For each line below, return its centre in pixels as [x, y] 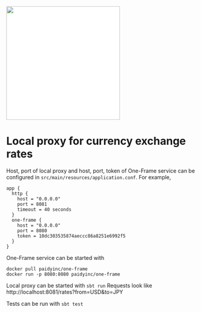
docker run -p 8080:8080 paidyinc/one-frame [63, 274]
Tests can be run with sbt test [45, 304]
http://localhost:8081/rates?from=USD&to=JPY [65, 292]
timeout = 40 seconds [44, 209]
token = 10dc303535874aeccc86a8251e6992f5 [71, 236]
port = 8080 [32, 231]
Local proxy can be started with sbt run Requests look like [79, 285]
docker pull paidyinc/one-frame [47, 269]
